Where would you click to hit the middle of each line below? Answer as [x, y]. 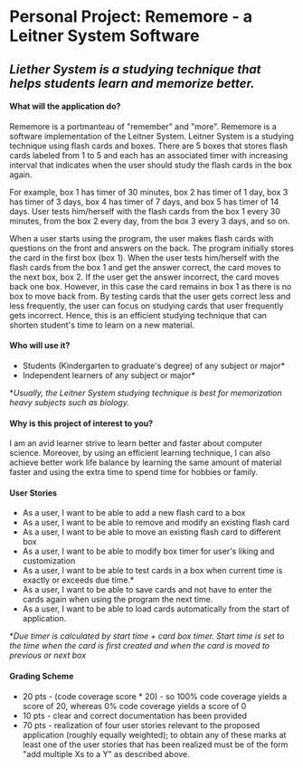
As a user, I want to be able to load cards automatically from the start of [156, 609]
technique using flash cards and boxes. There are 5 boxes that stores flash [148, 146]
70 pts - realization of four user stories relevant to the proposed [141, 725]
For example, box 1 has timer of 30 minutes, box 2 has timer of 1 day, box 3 [149, 192]
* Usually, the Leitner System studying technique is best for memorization [146, 393]
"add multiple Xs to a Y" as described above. [106, 754]
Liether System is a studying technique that [135, 69]
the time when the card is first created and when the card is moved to [139, 646]
